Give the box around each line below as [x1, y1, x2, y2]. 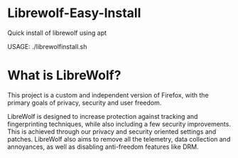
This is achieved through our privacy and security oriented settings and [7, 127, 217, 136]
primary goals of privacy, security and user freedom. [7, 98, 162, 107]
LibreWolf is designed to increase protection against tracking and [7, 112, 198, 120]
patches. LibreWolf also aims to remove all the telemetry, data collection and [7, 135, 231, 143]
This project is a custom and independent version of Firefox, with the [7, 90, 209, 99]
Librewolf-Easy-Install [7, 5, 141, 21]
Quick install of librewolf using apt [7, 28, 107, 37]
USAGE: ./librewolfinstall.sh [7, 42, 87, 51]
